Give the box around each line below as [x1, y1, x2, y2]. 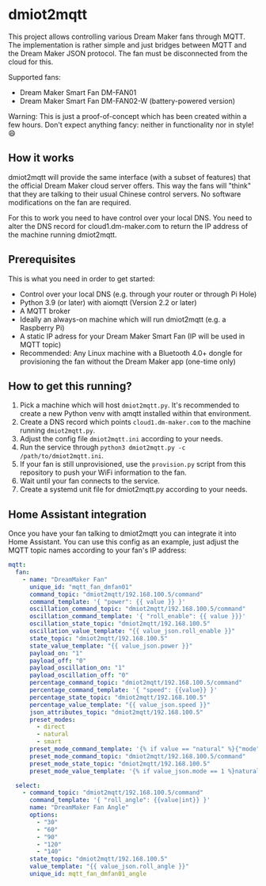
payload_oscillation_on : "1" [28, 664, 126, 672]
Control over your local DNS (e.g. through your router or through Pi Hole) [19, 289, 257, 299]
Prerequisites [8, 253, 76, 266]
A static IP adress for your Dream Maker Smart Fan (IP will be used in [19, 331, 245, 341]
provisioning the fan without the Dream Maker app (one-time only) [19, 357, 236, 366]
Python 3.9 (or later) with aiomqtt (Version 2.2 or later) [19, 297, 197, 307]
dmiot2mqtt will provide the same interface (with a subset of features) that [8, 172, 251, 181]
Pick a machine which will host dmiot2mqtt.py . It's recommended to [19, 400, 240, 410]
